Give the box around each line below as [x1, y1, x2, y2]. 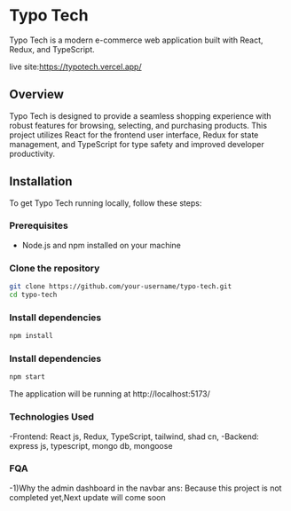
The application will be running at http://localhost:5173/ [9, 389, 211, 399]
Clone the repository [9, 262, 100, 274]
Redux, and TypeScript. [9, 43, 95, 54]
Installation [9, 174, 73, 189]
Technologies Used [9, 411, 95, 423]
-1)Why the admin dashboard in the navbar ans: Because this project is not [9, 483, 282, 493]
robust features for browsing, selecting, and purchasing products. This [9, 120, 268, 130]
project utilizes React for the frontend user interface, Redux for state [9, 130, 259, 140]
